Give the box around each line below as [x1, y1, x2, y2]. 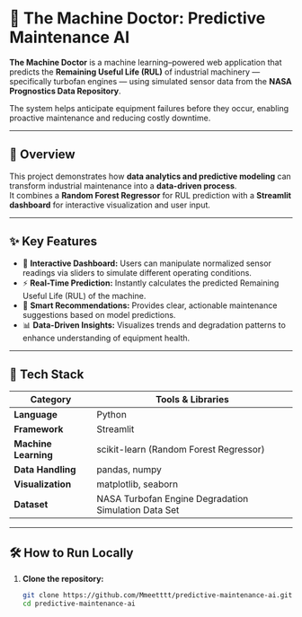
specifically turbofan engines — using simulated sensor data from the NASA [9, 75, 292, 86]
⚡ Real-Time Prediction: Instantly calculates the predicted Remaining [22, 278, 280, 288]
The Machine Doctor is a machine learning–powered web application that [9, 57, 282, 67]
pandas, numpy [96, 463, 162, 476]
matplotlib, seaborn [96, 478, 179, 490]
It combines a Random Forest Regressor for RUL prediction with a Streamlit [9, 190, 292, 200]
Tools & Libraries [155, 393, 229, 406]
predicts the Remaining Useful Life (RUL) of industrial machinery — [9, 66, 261, 77]
